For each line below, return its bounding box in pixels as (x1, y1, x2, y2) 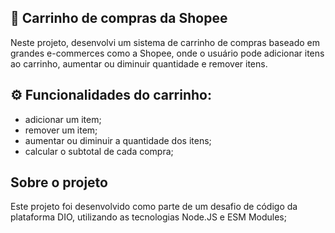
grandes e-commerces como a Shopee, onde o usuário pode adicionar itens (10, 47, 325, 59)
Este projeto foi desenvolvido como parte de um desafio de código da (10, 201, 298, 213)
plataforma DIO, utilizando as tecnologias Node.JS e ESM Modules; (10, 211, 287, 223)
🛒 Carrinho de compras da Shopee (10, 10, 228, 27)
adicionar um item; (24, 113, 102, 125)
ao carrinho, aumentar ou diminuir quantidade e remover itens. (10, 57, 268, 70)
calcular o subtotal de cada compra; (24, 145, 174, 157)
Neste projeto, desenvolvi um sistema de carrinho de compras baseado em (10, 36, 320, 48)
